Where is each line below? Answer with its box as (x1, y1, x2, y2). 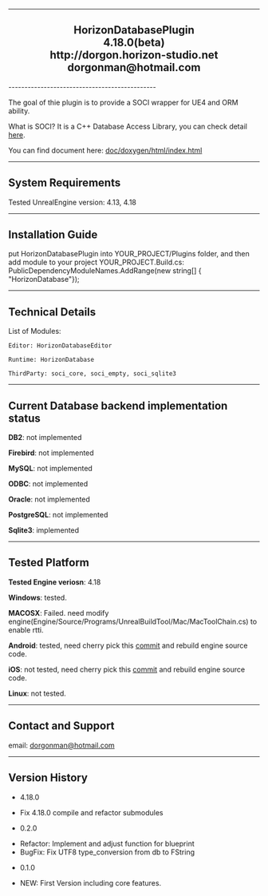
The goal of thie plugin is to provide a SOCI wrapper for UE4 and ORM (8, 97, 238, 107)
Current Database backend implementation (8, 398, 228, 412)
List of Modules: (8, 327, 61, 336)
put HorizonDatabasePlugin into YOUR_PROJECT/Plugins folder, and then (8, 249, 250, 259)
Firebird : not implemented (8, 448, 94, 458)
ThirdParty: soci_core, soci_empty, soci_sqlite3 (8, 370, 177, 378)
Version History (8, 771, 88, 785)
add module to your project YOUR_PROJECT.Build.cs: (8, 257, 185, 268)
